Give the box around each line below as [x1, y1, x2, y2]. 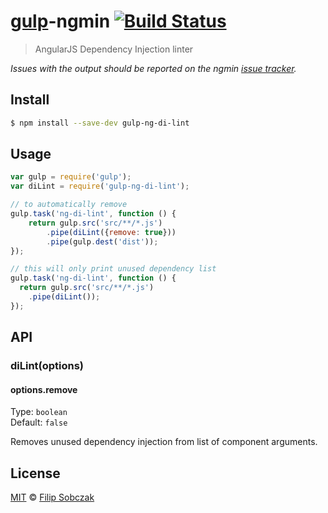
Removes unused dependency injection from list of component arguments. [10, 436, 318, 448]
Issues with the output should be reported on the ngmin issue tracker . [10, 62, 297, 74]
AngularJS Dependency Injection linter [34, 43, 194, 55]
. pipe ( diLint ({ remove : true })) [46, 227, 177, 237]
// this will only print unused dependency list [10, 264, 217, 274]
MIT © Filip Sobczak [10, 491, 95, 504]
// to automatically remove [10, 200, 128, 210]
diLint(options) [10, 359, 84, 373]
